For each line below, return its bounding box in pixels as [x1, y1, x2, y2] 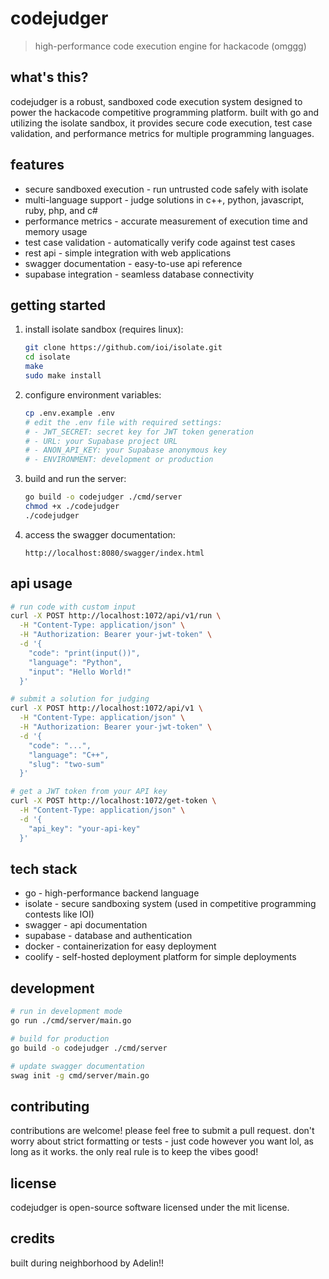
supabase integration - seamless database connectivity [24, 268, 255, 280]
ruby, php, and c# [24, 204, 98, 216]
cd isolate [24, 352, 71, 362]
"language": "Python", [28, 657, 123, 667]
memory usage [24, 225, 88, 237]
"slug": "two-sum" [28, 759, 105, 769]
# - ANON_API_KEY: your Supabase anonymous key [24, 445, 227, 456]
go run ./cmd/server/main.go [10, 1016, 132, 1026]
